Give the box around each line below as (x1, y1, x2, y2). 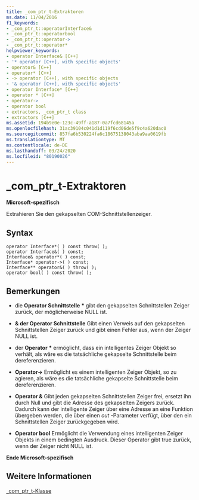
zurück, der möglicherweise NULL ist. (14, 308, 108, 315)
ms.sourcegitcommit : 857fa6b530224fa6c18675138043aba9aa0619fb (6, 131, 167, 138)
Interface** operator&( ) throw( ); (6, 264, 97, 271)
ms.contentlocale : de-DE (6, 142, 68, 148)
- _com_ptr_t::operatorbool (6, 31, 76, 37)
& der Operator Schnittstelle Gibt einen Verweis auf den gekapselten (14, 319, 185, 327)
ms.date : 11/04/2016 (6, 14, 58, 20)
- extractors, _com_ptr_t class (6, 109, 86, 115)
